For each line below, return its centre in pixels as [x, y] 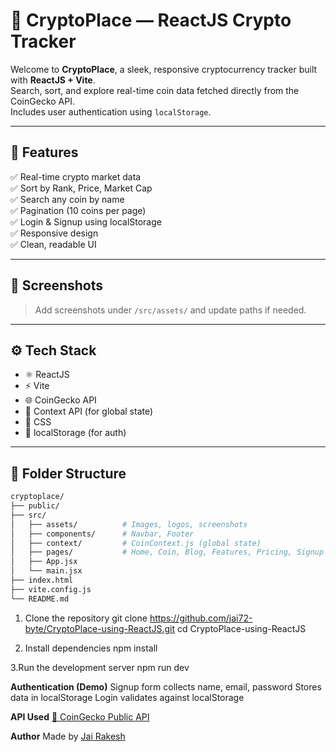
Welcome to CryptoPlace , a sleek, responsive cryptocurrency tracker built [164, 69]
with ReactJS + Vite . [53, 80]
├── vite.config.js [51, 589]
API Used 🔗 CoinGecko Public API [80, 716]
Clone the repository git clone [86, 618]
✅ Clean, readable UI [53, 244]
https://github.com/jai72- [201, 618]
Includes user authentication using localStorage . [111, 111]
